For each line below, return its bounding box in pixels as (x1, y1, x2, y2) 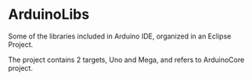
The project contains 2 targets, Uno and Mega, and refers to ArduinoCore (8, 55, 245, 64)
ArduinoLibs (8, 5, 90, 24)
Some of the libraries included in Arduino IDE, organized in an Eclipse (8, 31, 232, 41)
